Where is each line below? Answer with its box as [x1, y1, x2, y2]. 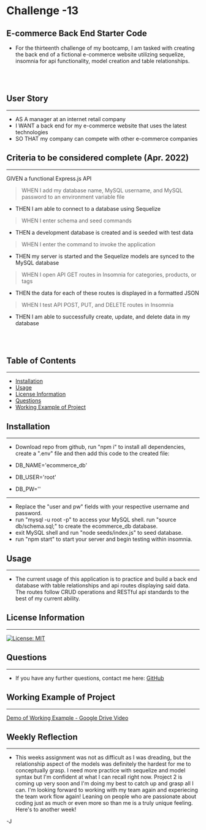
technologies [15, 128, 48, 135]
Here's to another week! [15, 806, 77, 813]
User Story [6, 93, 48, 104]
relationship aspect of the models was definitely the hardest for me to [15, 760, 191, 768]
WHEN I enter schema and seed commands [21, 217, 132, 224]
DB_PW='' [15, 485, 41, 493]
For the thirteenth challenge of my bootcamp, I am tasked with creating [15, 44, 195, 51]
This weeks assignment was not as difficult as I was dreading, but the [15, 754, 191, 761]
